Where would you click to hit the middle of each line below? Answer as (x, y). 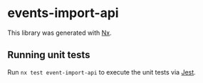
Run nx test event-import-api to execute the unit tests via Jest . (101, 72)
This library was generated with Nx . (59, 33)
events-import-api (63, 13)
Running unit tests (49, 55)
